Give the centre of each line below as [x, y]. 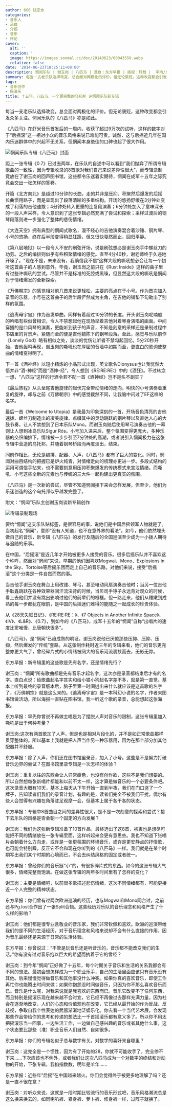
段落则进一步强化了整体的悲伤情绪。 [48, 220]
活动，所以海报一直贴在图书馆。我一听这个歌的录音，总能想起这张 [88, 699]
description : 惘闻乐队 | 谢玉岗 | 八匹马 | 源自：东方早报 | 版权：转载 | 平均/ [85, 73]
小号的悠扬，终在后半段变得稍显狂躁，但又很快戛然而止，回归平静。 [77, 237]
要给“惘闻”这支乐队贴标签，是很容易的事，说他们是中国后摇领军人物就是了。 [86, 524]
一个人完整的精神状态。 [34, 889]
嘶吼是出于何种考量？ [28, 723]
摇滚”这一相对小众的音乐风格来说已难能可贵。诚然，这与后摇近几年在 [89, 135]
